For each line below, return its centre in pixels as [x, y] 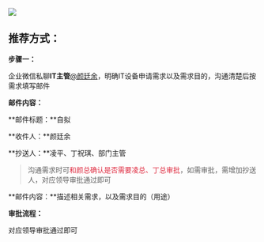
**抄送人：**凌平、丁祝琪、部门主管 [67, 153]
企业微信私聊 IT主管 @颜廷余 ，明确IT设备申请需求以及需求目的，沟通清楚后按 [132, 76]
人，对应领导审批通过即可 [69, 180]
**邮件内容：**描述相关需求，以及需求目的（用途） [92, 196]
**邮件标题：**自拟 [40, 119]
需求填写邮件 [29, 85]
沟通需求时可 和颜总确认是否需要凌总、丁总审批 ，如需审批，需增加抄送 [142, 169]
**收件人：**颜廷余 [40, 136]
